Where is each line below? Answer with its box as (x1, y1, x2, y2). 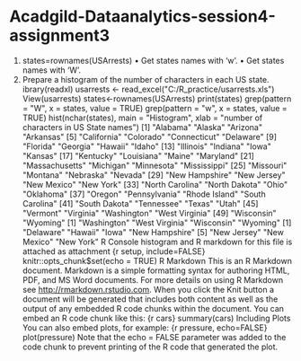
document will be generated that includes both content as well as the (22, 294, 279, 304)
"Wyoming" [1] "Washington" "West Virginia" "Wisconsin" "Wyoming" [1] (22, 217, 292, 228)
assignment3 (9, 25, 111, 46)
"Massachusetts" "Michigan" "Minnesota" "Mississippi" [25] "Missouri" (22, 160, 288, 171)
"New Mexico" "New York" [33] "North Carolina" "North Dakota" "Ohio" (22, 179, 288, 189)
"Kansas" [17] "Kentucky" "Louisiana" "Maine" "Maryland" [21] (22, 150, 254, 161)
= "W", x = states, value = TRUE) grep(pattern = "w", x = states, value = (22, 102, 288, 113)
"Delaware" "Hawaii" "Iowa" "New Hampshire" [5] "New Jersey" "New (22, 226, 285, 237)
